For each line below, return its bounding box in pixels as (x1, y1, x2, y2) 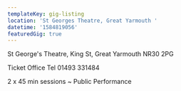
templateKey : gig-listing (7, 10, 84, 18)
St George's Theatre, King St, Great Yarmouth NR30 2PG (7, 50, 174, 58)
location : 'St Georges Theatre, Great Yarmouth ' (7, 17, 158, 24)
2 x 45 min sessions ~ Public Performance (7, 77, 132, 86)
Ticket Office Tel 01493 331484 (7, 63, 100, 72)
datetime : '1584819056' (7, 23, 78, 31)
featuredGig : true (7, 30, 62, 38)
